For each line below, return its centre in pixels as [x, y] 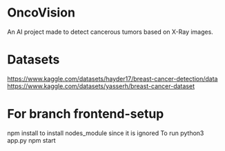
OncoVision [41, 13]
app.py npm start [32, 140]
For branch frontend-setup [86, 114]
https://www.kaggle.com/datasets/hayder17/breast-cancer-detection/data [112, 79]
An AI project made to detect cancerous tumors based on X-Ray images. [110, 32]
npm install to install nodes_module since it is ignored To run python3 [106, 133]
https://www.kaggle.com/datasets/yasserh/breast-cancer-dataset [101, 86]
